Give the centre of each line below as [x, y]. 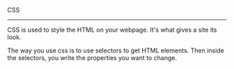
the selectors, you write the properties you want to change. [92, 58]
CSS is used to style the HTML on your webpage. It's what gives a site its [112, 30]
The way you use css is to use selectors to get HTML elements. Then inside [116, 50]
